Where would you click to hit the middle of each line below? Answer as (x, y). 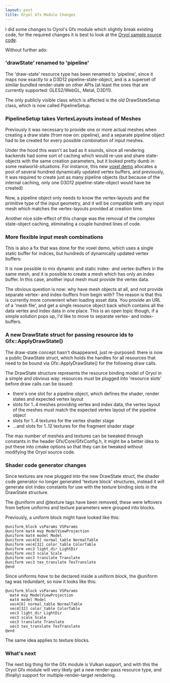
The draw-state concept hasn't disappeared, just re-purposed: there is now (84, 352)
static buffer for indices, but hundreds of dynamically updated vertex (77, 253)
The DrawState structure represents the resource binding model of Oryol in (83, 373)
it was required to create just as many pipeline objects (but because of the (83, 177)
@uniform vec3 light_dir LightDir (42, 549)
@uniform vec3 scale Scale (34, 553)
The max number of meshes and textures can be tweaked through (74, 436)
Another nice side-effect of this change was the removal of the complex (80, 218)
